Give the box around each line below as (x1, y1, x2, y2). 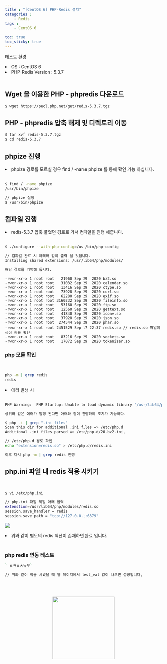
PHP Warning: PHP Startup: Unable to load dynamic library (5, 402, 133, 407)
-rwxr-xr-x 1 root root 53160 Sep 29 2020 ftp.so (5, 302, 117, 307)
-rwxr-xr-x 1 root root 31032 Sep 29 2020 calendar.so (5, 280, 128, 285)
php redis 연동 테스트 (5, 551, 55, 558)
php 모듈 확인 (5, 351, 36, 358)
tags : (5, 21, 19, 26)
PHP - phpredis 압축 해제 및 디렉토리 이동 (5, 118, 127, 127)
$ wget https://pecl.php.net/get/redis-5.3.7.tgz (5, 103, 110, 109)
